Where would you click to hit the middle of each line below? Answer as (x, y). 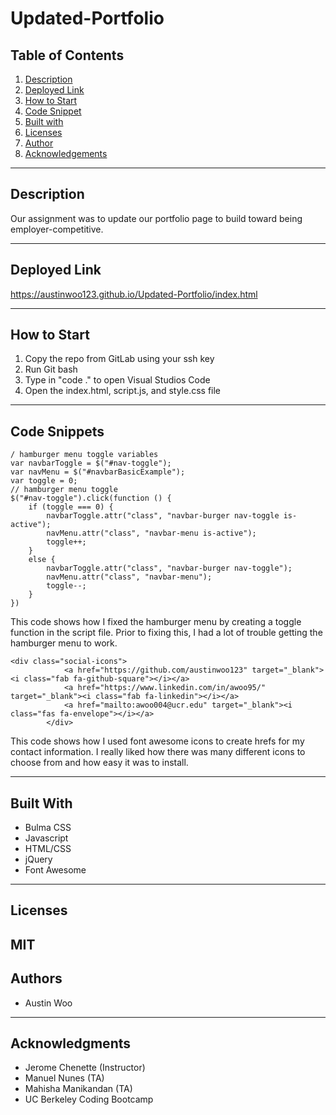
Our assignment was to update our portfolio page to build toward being (156, 218)
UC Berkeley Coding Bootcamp (89, 1099)
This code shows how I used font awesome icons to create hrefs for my (157, 741)
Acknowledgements (66, 153)
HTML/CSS (48, 849)
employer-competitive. (57, 229)
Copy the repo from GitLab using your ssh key (119, 359)
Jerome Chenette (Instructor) (85, 1068)
